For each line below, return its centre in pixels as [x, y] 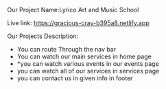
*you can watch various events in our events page [88, 64]
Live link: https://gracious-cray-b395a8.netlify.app [78, 23]
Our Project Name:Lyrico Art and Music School [73, 10]
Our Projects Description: [43, 36]
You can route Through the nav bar [67, 49]
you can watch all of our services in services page [88, 71]
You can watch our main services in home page [84, 56]
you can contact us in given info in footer [75, 78]
